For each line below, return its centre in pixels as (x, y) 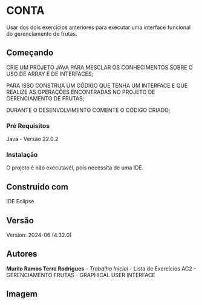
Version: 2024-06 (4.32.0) (39, 235)
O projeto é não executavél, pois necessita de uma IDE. (75, 168)
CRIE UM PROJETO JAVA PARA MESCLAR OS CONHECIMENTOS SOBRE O (100, 67)
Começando (30, 53)
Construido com (37, 187)
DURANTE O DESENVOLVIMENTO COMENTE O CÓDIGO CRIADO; (88, 110)
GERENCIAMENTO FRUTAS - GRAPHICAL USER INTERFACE (81, 275)
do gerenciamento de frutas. (42, 33)
